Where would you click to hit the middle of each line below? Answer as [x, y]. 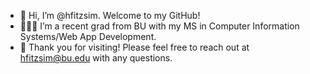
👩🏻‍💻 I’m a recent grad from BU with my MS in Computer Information [159, 26]
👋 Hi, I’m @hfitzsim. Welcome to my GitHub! [110, 15]
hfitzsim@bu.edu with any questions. [96, 58]
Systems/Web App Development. [88, 36]
